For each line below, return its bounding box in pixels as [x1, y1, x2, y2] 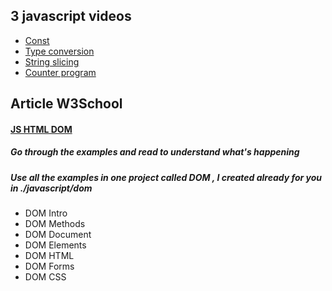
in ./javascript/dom [10, 182, 93, 194]
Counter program [24, 66, 97, 78]
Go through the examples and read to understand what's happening [10, 146, 300, 158]
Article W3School [10, 95, 123, 113]
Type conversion [24, 45, 95, 57]
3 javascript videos [10, 8, 132, 25]
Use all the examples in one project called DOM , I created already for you [10, 171, 323, 183]
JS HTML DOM [10, 123, 73, 135]
